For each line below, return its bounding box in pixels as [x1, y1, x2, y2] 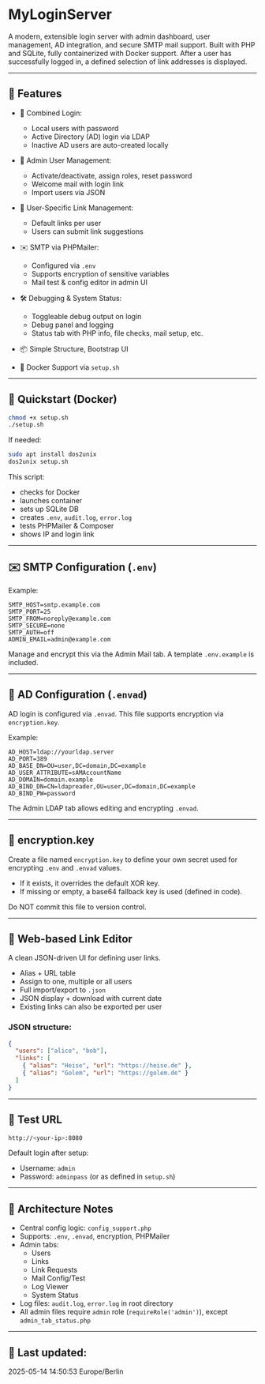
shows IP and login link [19, 529, 95, 539]
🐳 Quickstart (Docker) [8, 393, 118, 406]
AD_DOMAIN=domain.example [8, 776, 93, 784]
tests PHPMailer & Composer [19, 521, 114, 531]
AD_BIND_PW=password [8, 789, 77, 797]
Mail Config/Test [31, 1273, 85, 1283]
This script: [8, 472, 45, 482]
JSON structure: [8, 1021, 73, 1032]
